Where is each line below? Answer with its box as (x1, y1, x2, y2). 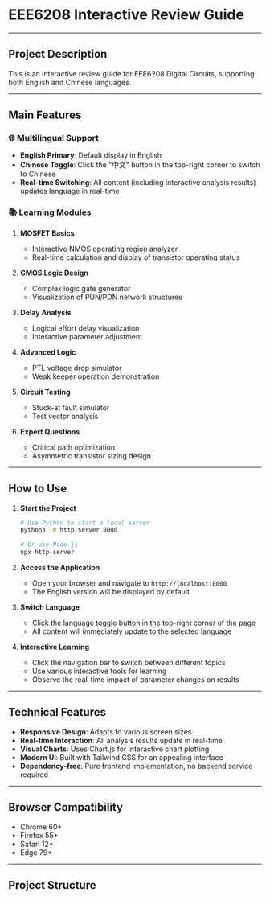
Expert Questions (19, 426, 80, 436)
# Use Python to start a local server (19, 519, 150, 527)
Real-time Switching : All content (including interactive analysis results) (19, 178, 256, 187)
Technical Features (8, 705, 107, 719)
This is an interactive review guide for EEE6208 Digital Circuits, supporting (8, 68, 255, 78)
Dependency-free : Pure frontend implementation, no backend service (19, 761, 253, 771)
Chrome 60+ (19, 822, 63, 832)
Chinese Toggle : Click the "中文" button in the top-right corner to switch (19, 160, 260, 170)
